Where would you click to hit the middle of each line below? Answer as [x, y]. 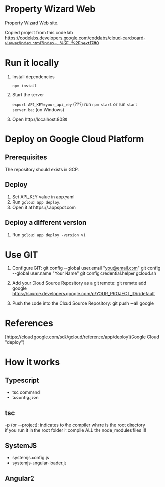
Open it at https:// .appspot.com [44, 207]
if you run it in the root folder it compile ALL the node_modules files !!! [76, 430]
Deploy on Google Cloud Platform [75, 139]
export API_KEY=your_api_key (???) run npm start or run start [75, 104]
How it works [33, 362]
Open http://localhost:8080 [40, 119]
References [29, 323]
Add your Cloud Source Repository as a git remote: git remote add [79, 283]
